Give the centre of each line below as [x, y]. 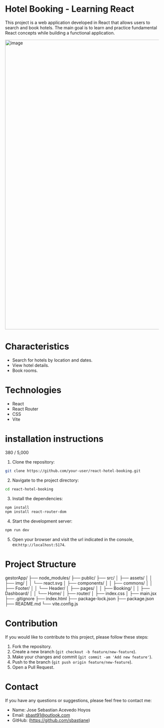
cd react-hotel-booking [29, 489]
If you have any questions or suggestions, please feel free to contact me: [79, 700]
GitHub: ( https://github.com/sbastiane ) [51, 720]
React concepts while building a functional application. [60, 33]
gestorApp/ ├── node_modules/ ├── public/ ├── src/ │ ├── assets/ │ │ [79, 578]
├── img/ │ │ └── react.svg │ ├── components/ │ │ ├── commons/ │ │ [79, 583]
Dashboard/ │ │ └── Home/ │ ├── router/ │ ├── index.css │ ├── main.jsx [81, 593]
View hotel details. [31, 365]
